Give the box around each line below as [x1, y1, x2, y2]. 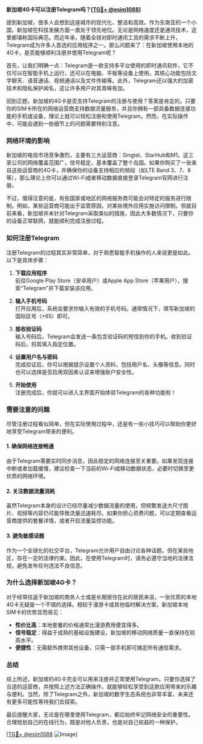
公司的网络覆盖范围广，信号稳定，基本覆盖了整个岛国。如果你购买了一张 [11, 159, 192, 166]
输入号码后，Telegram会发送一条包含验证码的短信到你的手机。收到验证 [14, 333, 192, 340]
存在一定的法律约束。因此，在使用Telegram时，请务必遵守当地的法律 [16, 554, 188, 561]
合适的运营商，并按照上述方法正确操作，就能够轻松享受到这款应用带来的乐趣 [6, 683, 197, 690]
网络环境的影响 [6, 136, 50, 145]
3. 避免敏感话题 [6, 532, 45, 539]
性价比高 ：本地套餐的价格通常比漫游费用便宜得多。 [14, 621, 143, 628]
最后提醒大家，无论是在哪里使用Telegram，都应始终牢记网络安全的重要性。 [6, 711, 194, 719]
